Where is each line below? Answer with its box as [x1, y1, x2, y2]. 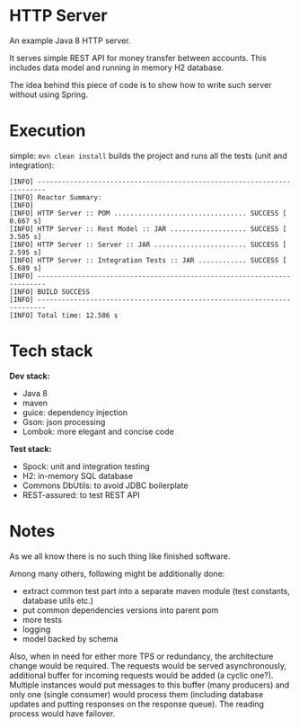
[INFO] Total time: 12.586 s [9, 311, 119, 320]
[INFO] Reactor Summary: [9, 192, 102, 202]
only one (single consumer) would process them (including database [9, 688, 264, 699]
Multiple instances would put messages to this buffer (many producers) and [9, 679, 290, 690]
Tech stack [9, 341, 93, 361]
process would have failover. [9, 707, 116, 719]
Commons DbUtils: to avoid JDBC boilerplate [22, 480, 189, 491]
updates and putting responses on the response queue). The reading [9, 698, 265, 709]
